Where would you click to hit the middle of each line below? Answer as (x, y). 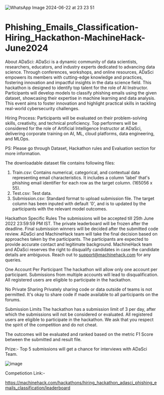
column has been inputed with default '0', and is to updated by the (79, 204)
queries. (13, 260)
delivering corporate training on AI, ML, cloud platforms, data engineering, (80, 133)
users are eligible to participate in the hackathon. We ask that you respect (79, 319)
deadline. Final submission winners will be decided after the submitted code (82, 229)
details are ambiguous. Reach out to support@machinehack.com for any (78, 255)
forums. (13, 300)
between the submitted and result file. (43, 339)
